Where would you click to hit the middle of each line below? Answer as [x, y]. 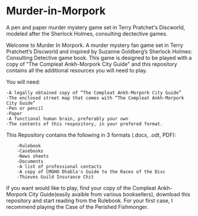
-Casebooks [30, 151]
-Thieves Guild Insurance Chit [55, 177]
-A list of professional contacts [59, 166]
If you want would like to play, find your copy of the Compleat [81, 188]
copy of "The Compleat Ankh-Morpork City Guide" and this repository [92, 64]
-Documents [30, 161]
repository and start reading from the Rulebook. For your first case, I [90, 201]
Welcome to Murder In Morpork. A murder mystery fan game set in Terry [95, 45]
